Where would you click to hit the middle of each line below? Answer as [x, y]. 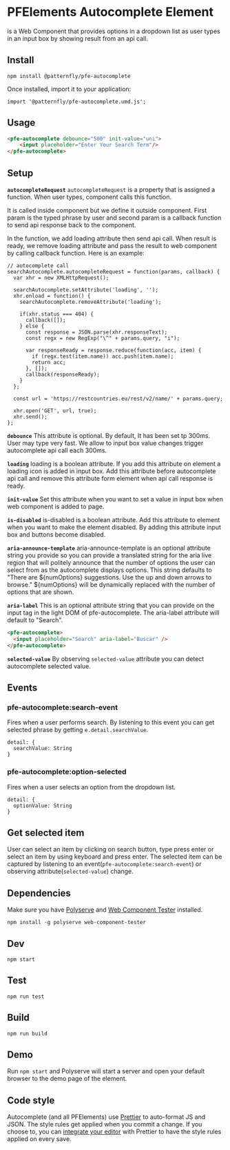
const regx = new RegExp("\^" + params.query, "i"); [103, 338]
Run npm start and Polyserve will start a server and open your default [106, 1071]
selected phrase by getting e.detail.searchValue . [78, 730]
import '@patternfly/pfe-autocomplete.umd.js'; [77, 102]
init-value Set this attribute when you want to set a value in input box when [115, 499]
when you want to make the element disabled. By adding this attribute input [114, 527]
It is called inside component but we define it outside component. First [107, 210]
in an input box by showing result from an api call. [77, 38]
